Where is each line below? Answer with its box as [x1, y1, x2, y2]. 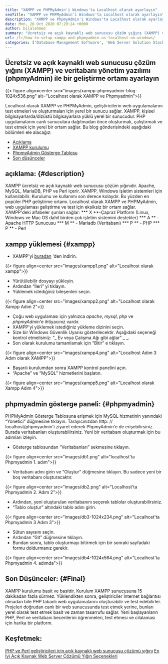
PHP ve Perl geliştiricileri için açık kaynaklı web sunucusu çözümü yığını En [5, 647, 159, 653]
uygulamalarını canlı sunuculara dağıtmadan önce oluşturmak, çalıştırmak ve [5, 118, 162, 124]
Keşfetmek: [5, 634, 42, 643]
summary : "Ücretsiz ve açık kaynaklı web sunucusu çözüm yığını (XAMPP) [5, 31, 160, 36]
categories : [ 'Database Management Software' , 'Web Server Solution [5, 40, 151, 45]
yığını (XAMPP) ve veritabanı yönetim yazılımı [5, 66, 151, 75]
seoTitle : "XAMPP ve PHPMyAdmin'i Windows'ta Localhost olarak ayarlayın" [5, 12, 164, 17]
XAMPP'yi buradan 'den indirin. [12, 253, 77, 259]
